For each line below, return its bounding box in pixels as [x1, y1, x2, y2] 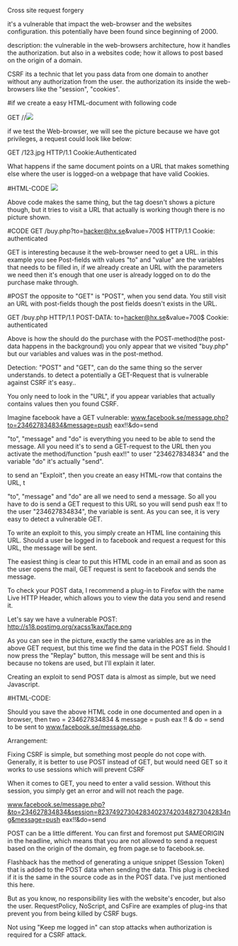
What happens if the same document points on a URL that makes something [7, 162, 229, 170]
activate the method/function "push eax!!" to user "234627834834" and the [7, 450, 229, 458]
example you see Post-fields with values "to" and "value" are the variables [7, 255, 225, 264]
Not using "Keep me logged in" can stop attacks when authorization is [7, 923, 212, 931]
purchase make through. [7, 278, 79, 286]
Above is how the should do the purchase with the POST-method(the [7, 335, 209, 343]
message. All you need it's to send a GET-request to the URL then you [7, 443, 211, 450]
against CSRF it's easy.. [7, 379, 76, 386]
